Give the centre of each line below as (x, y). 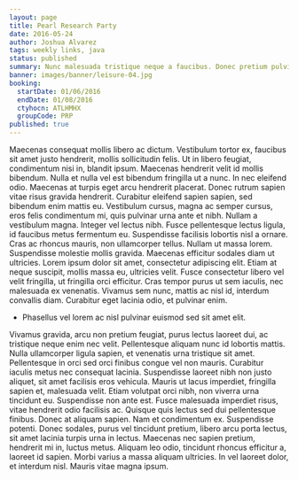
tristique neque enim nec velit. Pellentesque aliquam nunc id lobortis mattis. (147, 344)
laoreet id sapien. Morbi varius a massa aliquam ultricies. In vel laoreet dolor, (149, 457)
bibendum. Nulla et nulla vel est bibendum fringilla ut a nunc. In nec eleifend (148, 178)
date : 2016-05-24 (41, 34)
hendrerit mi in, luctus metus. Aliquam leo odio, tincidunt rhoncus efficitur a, (148, 447)
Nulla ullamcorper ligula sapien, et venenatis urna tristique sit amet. (132, 353)
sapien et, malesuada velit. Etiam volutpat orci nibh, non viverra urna (134, 391)
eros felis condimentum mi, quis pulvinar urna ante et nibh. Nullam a (133, 215)
